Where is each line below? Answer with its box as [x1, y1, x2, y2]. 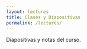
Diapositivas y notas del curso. [6, 36, 81, 44]
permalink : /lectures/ [6, 20, 62, 26]
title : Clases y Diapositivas [6, 14, 81, 20]
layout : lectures [6, 8, 49, 15]
